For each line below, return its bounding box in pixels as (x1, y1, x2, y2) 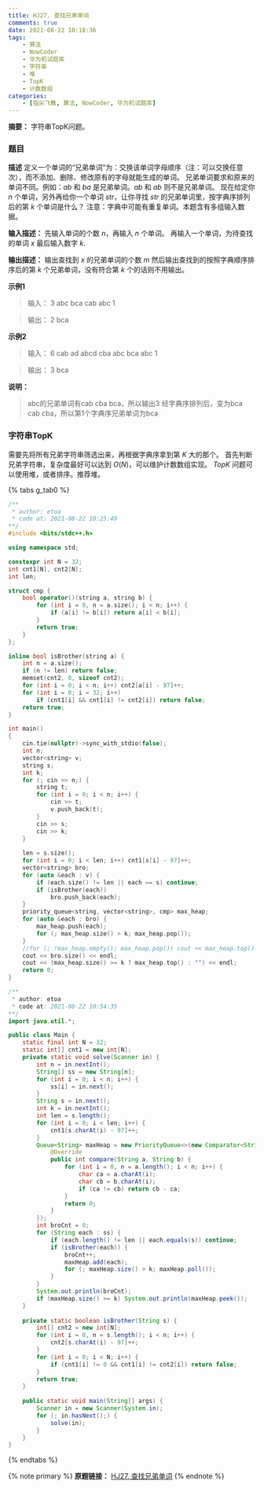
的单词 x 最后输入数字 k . (8, 238, 86, 248)
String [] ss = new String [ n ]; (36, 1068, 135, 1076)
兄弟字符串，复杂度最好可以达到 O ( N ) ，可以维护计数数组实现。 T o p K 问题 (8, 460, 246, 469)
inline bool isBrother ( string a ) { (8, 652, 125, 660)
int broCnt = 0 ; (36, 1221, 90, 1230)
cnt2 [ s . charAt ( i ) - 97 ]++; (49, 1338, 139, 1346)
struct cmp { (8, 587, 51, 595)
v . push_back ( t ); (49, 806, 104, 814)
